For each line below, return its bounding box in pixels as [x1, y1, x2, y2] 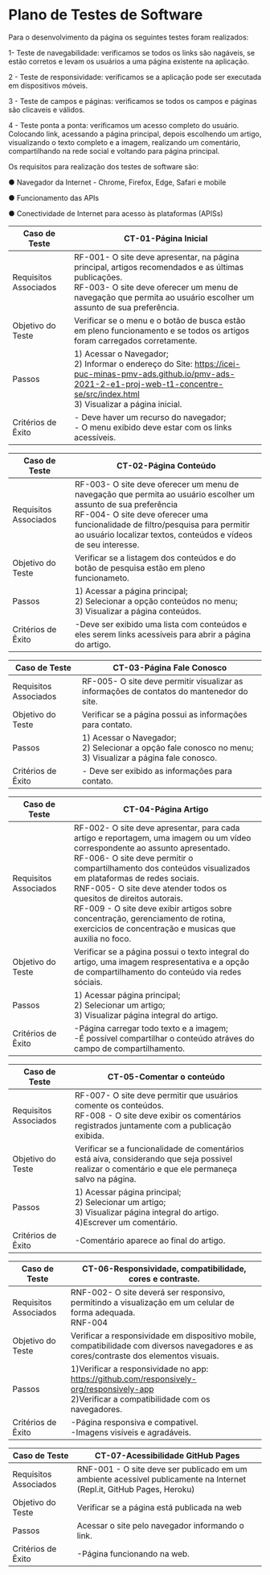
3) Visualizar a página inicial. [73, 398, 182, 409]
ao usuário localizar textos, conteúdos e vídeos [75, 529, 253, 540]
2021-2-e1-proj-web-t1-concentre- [73, 378, 223, 389]
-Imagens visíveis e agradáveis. [71, 1427, 191, 1438]
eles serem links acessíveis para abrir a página [75, 629, 251, 640]
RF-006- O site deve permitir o [73, 852, 194, 863]
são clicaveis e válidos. [8, 105, 85, 114]
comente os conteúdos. [75, 1099, 164, 1111]
